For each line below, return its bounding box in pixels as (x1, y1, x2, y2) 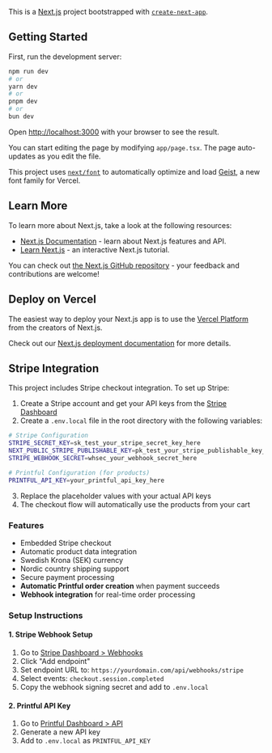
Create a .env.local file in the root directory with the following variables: (19, 416, 263, 425)
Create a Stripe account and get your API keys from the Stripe (19, 399, 227, 408)
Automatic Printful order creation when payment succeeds (19, 581, 220, 590)
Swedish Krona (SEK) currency (19, 555, 124, 565)
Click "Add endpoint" (19, 657, 91, 666)
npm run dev (8, 67, 49, 75)
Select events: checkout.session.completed (19, 674, 164, 683)
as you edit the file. (37, 151, 101, 161)
